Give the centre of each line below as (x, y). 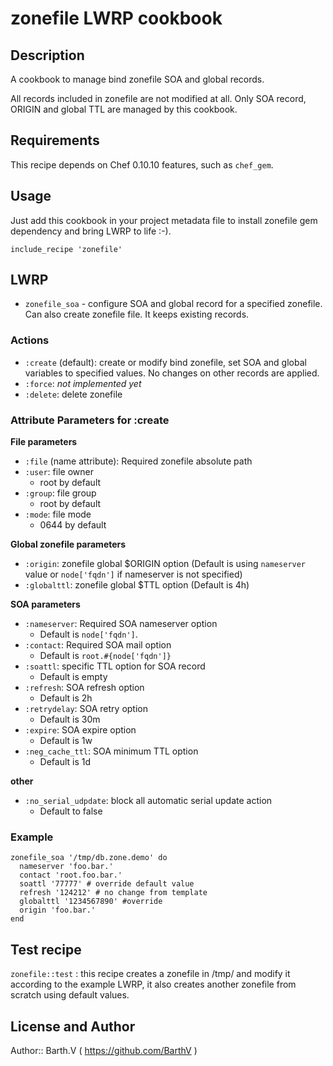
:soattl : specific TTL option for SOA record (115, 666)
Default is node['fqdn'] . (88, 634)
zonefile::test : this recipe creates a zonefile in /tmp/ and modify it (150, 974)
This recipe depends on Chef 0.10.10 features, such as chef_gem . (142, 164)
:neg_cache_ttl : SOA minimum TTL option (111, 751)
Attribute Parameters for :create (90, 420)
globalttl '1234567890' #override (91, 902)
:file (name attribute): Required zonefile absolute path (138, 461)
